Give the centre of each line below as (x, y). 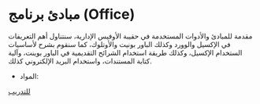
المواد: (29, 76)
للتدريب (19, 91)
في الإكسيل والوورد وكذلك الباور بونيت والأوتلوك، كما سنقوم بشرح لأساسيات (119, 44)
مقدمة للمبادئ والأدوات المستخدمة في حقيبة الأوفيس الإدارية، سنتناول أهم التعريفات (130, 36)
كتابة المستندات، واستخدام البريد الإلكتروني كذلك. (80, 61)
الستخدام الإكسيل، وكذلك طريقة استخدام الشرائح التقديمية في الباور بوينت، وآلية (125, 52)
